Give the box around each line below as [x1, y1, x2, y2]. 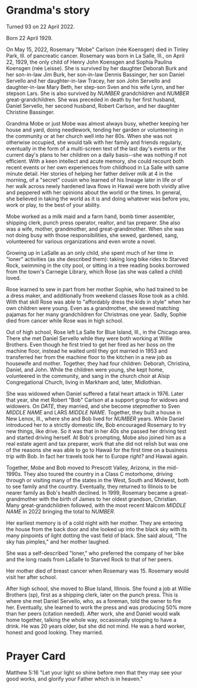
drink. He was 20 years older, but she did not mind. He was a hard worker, [6, 623, 186, 630]
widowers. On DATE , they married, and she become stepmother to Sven [6, 402, 181, 410]
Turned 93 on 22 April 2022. [6, 23, 75, 30]
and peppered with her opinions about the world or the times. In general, [6, 189, 182, 196]
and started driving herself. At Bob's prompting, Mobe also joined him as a [6, 434, 186, 441]
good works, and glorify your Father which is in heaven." [6, 675, 143, 682]
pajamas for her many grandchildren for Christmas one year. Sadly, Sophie [6, 311, 187, 318]
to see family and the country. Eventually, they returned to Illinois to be [6, 483, 177, 490]
